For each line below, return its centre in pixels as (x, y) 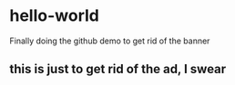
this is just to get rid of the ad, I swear (118, 69)
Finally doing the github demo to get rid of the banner (110, 41)
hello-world (55, 16)
